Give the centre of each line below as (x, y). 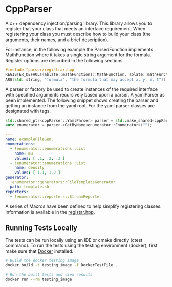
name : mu (24, 154)
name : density (29, 168)
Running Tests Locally (41, 228)
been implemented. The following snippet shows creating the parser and (82, 100)
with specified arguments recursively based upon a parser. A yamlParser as (85, 94)
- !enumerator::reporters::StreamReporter (56, 196)
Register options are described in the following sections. (65, 60)
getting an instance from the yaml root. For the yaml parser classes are (80, 105)
